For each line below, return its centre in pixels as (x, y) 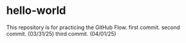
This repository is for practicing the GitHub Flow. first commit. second (93, 27)
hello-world (36, 11)
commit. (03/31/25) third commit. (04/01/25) (61, 33)
